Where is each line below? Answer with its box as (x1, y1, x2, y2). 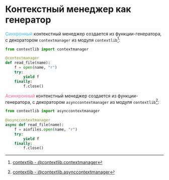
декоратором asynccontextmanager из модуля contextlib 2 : (36, 98, 159, 105)
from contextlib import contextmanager (5, 47, 89, 52)
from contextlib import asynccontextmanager (5, 109, 100, 114)
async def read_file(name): (5, 122, 64, 127)
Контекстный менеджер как (5, 4, 132, 15)
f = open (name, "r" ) (14, 65, 57, 70)
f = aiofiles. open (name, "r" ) (14, 127, 78, 132)
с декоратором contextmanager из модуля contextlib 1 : (5, 36, 121, 43)
